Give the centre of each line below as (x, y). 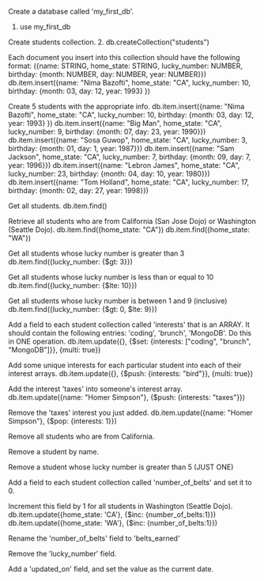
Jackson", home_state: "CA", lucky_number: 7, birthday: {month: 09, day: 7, (130, 157)
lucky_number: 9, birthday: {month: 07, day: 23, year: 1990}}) (107, 131)
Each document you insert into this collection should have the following (124, 57)
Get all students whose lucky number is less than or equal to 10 (111, 277)
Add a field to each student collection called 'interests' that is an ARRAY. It (129, 325)
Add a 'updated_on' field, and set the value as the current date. (111, 569)
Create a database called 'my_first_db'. (71, 11)
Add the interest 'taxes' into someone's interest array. (96, 389)
